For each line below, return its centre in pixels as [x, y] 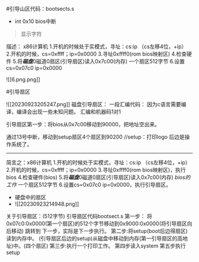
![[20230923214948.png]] [47, 204]
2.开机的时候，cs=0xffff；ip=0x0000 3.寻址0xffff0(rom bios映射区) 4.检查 [97, 54]
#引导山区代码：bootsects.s [40, 9]
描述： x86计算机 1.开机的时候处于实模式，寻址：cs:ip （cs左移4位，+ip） [97, 47]
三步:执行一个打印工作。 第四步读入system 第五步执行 [120, 246]
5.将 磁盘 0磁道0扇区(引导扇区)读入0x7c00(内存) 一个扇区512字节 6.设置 [99, 61]
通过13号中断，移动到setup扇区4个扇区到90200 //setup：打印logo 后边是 [95, 137]
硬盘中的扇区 [30, 197]
